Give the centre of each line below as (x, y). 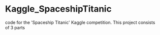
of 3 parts (15, 27)
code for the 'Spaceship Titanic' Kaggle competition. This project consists (80, 22)
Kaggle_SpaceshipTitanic (58, 9)
